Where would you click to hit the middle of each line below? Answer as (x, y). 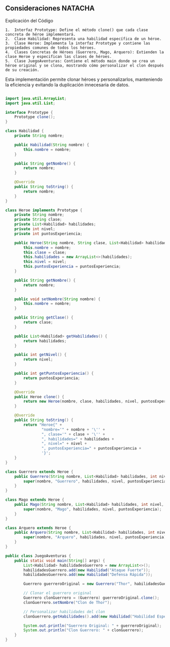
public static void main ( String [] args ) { (60, 561)
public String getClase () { (44, 318)
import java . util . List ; (30, 103)
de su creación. (22, 70)
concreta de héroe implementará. (40, 34)
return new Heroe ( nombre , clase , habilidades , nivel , (81, 401)
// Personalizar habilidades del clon (64, 611)
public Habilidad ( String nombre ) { (52, 145)
